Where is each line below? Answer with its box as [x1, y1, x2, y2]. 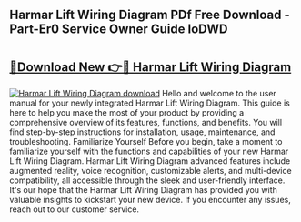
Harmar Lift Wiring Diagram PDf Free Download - [9, 7, 290, 23]
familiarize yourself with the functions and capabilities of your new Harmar [9, 146, 289, 156]
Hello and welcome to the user [162, 88, 277, 98]
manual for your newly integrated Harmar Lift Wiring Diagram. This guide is [9, 97, 291, 108]
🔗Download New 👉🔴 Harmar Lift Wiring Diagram [9, 59, 292, 75]
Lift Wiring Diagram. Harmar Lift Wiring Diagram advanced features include [9, 156, 291, 166]
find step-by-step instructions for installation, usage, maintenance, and [9, 126, 276, 137]
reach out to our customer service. [9, 204, 139, 215]
